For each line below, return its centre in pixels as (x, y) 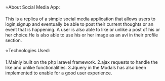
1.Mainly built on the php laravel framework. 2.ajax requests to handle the (81, 62)
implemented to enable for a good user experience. (59, 73)
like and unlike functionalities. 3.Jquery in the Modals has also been (76, 68)
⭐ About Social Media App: (33, 7)
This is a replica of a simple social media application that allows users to (80, 19)
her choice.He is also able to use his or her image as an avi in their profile (82, 35)
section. (14, 40)
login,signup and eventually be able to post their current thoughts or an (79, 24)
